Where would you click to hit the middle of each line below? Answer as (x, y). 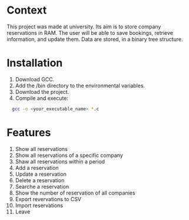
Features (29, 132)
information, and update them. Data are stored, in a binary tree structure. (95, 39)
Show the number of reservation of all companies (75, 193)
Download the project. (42, 91)
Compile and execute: (42, 98)
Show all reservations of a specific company (69, 155)
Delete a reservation (40, 180)
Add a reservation (37, 168)
